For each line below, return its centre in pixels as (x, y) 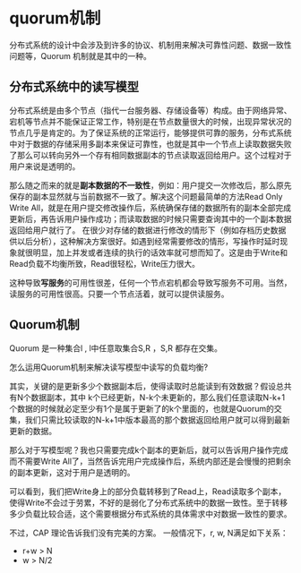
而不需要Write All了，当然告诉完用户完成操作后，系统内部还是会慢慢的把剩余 (150, 461)
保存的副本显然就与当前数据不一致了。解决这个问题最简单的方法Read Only (146, 196)
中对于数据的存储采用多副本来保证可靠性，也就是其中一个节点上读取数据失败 (150, 143)
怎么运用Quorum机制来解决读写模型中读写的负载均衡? (109, 367)
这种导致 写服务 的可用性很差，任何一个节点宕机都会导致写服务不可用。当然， (150, 282)
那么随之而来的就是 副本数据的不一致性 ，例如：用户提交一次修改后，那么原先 (150, 185)
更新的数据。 (33, 431)
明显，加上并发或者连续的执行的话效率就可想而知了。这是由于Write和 (160, 252)
